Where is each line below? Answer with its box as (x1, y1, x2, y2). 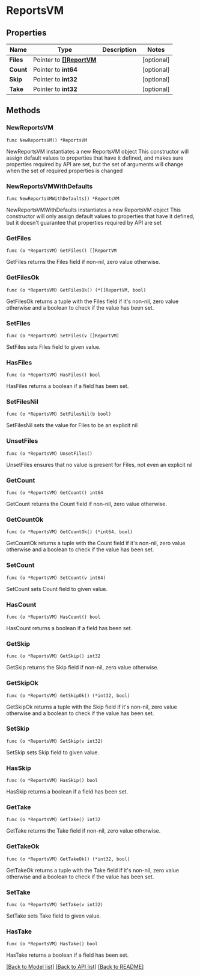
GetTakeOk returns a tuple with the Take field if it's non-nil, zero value (6, 866, 179, 874)
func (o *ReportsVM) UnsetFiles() (6, 450, 93, 457)
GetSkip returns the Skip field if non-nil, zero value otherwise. (6, 664, 159, 671)
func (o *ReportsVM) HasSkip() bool (6, 778, 98, 784)
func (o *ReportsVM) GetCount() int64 (6, 490, 103, 496)
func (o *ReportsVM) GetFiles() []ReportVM (6, 248, 117, 254)
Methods (6, 105, 41, 116)
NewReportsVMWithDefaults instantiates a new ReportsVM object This (6, 206, 181, 213)
